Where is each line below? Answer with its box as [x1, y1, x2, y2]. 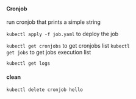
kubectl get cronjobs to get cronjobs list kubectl [6, 42, 130, 50]
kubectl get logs [6, 61, 51, 67]
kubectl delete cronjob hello [6, 87, 84, 93]
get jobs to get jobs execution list [6, 49, 91, 56]
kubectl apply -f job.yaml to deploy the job [6, 31, 119, 38]
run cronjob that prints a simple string [6, 18, 101, 26]
